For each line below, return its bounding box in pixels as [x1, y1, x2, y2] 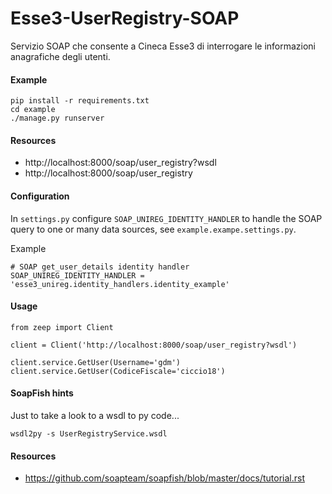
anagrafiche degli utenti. [10, 50, 111, 62]
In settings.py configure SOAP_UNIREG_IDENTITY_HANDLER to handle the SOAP [10, 212, 323, 224]
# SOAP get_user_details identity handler [10, 262, 190, 272]
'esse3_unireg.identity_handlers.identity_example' [10, 279, 230, 289]
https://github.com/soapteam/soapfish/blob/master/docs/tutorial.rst [24, 472, 306, 484]
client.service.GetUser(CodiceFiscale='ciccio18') [10, 366, 226, 376]
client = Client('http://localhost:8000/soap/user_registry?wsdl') [10, 340, 298, 350]
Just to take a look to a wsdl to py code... [10, 409, 180, 421]
